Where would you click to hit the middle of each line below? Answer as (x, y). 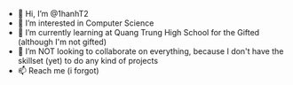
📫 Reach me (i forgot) (58, 70)
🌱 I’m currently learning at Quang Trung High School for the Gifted (139, 32)
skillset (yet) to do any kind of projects (87, 61)
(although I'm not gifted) (62, 42)
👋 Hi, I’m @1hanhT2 (53, 14)
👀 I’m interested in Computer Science (86, 23)
